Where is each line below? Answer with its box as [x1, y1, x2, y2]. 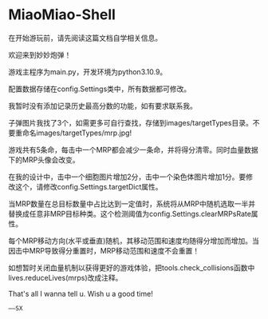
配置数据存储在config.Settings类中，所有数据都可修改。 [8, 84, 191, 94]
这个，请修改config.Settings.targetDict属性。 [14, 181, 163, 191]
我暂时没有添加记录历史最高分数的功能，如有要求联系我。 [8, 101, 197, 110]
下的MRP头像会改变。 [8, 154, 80, 165]
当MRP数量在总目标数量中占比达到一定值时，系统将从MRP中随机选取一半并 [8, 198, 256, 209]
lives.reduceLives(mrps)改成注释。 [8, 273, 123, 282]
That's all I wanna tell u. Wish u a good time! [8, 289, 153, 298]
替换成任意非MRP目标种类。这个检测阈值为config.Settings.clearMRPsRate [8, 209, 251, 218]
